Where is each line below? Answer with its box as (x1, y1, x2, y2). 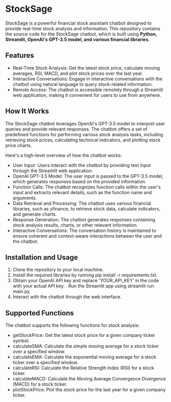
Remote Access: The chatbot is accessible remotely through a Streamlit (12, 87, 163, 93)
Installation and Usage (5, 253, 78, 262)
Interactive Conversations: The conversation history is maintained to (12, 227, 157, 234)
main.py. (12, 288, 31, 294)
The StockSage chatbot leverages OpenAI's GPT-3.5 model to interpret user (5, 120, 165, 126)
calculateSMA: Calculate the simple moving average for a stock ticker (12, 343, 159, 349)
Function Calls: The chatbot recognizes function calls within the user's (12, 184, 161, 190)
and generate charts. (12, 211, 57, 217)
